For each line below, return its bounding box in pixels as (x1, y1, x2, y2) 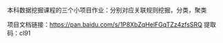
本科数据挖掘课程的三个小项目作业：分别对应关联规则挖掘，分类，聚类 (7, 6, 207, 14)
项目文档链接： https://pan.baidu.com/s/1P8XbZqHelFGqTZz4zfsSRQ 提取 (7, 20, 216, 29)
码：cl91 (7, 29, 31, 37)
